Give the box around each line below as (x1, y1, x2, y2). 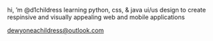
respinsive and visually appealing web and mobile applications (7, 13, 185, 21)
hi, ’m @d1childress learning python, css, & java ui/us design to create (7, 6, 206, 14)
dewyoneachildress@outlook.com (7, 27, 104, 34)
